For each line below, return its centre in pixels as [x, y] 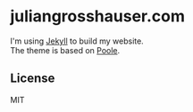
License [33, 79]
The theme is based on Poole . [65, 50]
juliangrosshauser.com [98, 16]
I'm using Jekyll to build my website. [77, 41]
